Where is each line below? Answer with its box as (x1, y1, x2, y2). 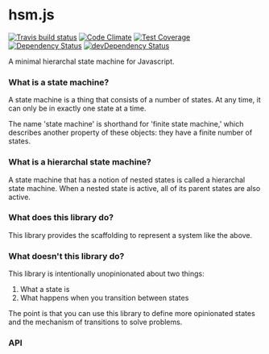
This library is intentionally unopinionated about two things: (8, 269, 205, 279)
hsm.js (8, 6, 55, 24)
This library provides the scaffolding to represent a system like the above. (8, 230, 253, 239)
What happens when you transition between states (19, 293, 189, 303)
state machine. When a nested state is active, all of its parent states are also (8, 183, 261, 193)
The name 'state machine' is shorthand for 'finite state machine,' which (8, 119, 244, 129)
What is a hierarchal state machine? (8, 156, 151, 168)
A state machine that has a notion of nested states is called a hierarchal (8, 175, 246, 185)
